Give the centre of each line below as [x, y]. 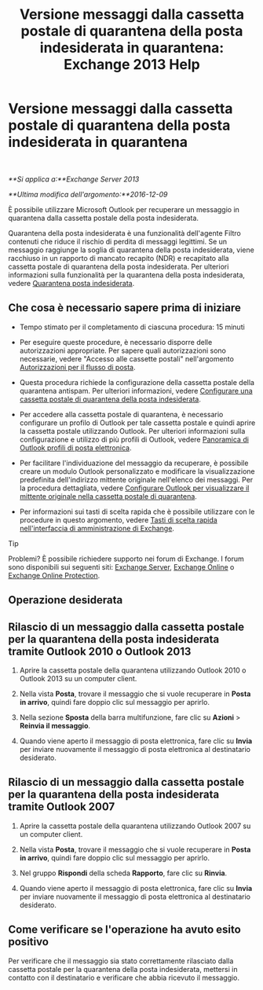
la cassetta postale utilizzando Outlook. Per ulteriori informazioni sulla [132, 431]
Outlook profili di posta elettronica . [75, 447]
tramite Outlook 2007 [62, 807]
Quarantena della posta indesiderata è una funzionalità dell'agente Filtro [124, 233]
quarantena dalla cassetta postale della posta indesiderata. [103, 218]
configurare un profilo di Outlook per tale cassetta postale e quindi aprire [137, 423]
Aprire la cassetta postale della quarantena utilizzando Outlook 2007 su [135, 826]
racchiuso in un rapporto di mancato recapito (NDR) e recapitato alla [119, 258]
